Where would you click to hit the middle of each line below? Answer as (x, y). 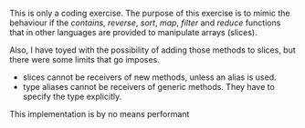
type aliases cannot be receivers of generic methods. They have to (149, 87)
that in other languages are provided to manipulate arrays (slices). (133, 32)
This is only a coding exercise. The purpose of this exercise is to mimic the (150, 13)
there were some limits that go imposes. (84, 59)
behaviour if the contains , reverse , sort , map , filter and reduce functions (145, 23)
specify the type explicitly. (72, 96)
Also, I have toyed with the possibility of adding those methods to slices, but (153, 50)
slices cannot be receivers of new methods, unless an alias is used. (149, 77)
